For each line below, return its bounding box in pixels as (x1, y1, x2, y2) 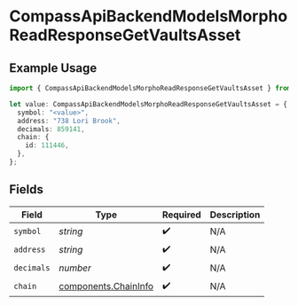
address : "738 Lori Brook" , (17, 116, 122, 125)
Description (209, 208, 261, 221)
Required (161, 208, 201, 221)
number (59, 262, 91, 274)
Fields (9, 182, 44, 197)
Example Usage (9, 60, 98, 75)
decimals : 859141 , (17, 124, 86, 134)
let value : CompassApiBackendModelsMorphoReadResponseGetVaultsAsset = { (9, 99, 288, 108)
